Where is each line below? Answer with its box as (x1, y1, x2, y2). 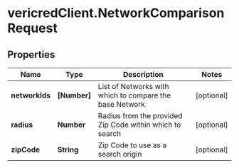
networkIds (11, 90, 51, 100)
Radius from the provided (97, 111, 183, 120)
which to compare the (97, 90, 171, 100)
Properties (7, 48, 55, 61)
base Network (97, 100, 146, 109)
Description (123, 70, 164, 79)
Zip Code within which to (97, 120, 181, 130)
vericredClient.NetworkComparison (7, 5, 225, 21)
